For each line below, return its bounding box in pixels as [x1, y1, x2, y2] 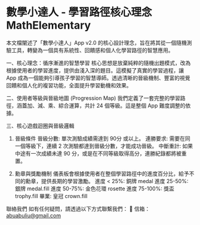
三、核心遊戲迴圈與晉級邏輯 [6, 122, 75, 129]
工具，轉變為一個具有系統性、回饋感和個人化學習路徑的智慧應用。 [11, 46, 174, 54]
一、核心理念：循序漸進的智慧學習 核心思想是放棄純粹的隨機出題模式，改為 [6, 59, 191, 66]
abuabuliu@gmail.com [6, 212, 61, 219]
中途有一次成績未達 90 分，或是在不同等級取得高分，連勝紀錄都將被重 [14, 150, 187, 157]
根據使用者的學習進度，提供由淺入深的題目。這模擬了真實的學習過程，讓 [6, 66, 184, 74]
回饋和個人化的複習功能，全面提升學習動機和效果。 [6, 81, 132, 89]
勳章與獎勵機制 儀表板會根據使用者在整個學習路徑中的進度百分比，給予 [14, 170, 189, 177]
